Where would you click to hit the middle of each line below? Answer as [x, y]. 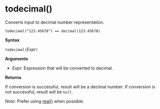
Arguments [17, 58]
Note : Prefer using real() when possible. [45, 101]
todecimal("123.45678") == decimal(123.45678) [53, 31]
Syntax [12, 40]
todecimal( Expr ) [22, 49]
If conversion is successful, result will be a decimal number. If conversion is [80, 87]
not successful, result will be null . [39, 92]
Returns [13, 77]
